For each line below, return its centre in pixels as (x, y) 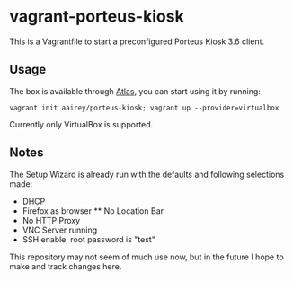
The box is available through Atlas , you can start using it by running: (135, 91)
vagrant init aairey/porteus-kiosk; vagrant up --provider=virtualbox (144, 108)
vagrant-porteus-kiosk (97, 17)
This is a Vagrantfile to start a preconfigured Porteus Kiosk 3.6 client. (137, 41)
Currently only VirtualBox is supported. (81, 124)
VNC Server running (60, 230)
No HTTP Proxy (51, 220)
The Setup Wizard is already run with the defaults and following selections (147, 174)
